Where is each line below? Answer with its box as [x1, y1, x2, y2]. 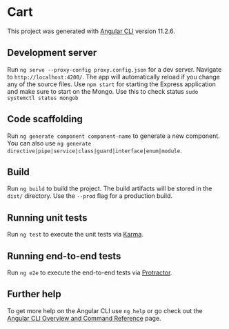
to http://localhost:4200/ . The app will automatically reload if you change [7, 72, 221, 81]
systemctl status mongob [7, 94, 79, 101]
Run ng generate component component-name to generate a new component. [7, 132, 221, 140]
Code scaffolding [7, 113, 83, 125]
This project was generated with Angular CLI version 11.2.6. [7, 27, 176, 35]
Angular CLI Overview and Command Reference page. [7, 314, 161, 322]
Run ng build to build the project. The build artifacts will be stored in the [7, 184, 212, 193]
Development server [7, 47, 97, 59]
